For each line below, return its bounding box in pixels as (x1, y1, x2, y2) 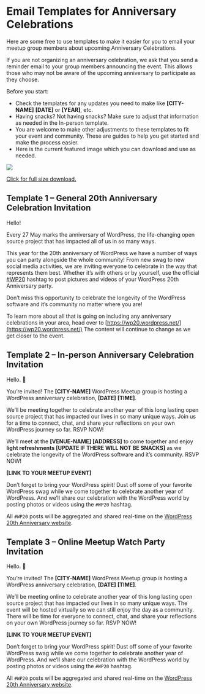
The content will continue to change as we (83, 325, 191, 333)
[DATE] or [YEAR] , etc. (35, 106, 93, 113)
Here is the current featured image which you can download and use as (15, 145, 196, 152)
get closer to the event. (6, 332, 65, 339)
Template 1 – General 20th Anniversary (6, 193, 158, 203)
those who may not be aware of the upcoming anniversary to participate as (6, 69, 196, 76)
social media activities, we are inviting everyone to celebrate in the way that (6, 262, 197, 270)
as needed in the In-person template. (15, 119, 109, 127)
